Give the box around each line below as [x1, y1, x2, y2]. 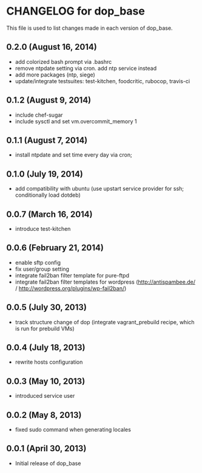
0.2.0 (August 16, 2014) [6, 42, 97, 52]
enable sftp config [15, 259, 61, 266]
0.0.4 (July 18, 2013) [6, 342, 86, 353]
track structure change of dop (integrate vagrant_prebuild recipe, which [15, 318, 195, 325]
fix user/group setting [15, 265, 70, 273]
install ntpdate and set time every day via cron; [15, 151, 132, 158]
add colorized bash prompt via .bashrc [15, 58, 112, 65]
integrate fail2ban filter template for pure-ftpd [15, 271, 129, 279]
